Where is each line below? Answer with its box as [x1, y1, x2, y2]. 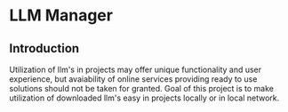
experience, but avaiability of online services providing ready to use [9, 74, 258, 84]
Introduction [9, 41, 80, 56]
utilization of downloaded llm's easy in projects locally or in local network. [9, 92, 280, 103]
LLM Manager [9, 5, 114, 26]
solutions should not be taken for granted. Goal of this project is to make [9, 84, 274, 93]
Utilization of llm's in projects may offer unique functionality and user [9, 64, 262, 75]
